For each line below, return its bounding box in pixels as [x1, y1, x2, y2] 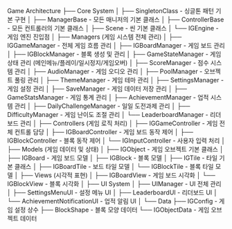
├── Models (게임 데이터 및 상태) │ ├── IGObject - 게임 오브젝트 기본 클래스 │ [7, 145, 224, 153]
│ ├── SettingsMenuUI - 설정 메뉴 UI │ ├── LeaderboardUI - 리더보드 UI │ [7, 188, 218, 196]
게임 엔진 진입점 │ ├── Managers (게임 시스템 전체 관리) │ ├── [7, 33, 182, 41]
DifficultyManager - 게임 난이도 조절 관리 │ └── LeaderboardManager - [7, 111, 209, 118]
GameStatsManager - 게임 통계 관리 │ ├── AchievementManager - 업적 [7, 93, 209, 101]
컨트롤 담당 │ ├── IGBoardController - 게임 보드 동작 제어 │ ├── [14, 128, 194, 136]
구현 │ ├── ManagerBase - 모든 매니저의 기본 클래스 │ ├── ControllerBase [14, 15, 224, 24]
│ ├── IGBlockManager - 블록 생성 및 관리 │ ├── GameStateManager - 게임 [7, 50, 222, 58]
